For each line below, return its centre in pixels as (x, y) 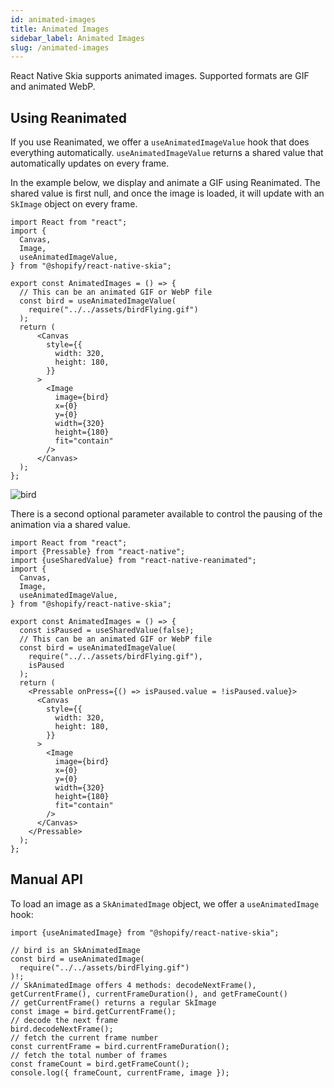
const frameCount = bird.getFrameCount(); (100, 1064)
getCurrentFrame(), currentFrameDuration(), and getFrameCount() (149, 994)
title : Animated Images (60, 29)
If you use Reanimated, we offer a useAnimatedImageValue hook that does (160, 142)
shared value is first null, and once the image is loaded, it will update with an (167, 193)
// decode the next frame (64, 1020)
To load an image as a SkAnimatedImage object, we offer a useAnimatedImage (165, 903)
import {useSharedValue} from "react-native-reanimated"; (133, 561)
